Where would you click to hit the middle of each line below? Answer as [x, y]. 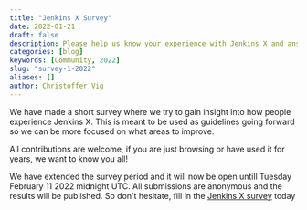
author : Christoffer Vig [57, 86]
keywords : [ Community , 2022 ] [65, 60]
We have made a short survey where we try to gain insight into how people [150, 111]
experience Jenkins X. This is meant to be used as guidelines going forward [152, 121]
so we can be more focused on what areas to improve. [112, 131]
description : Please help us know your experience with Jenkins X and [147, 43]
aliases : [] [32, 78]
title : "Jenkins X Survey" [61, 18]
